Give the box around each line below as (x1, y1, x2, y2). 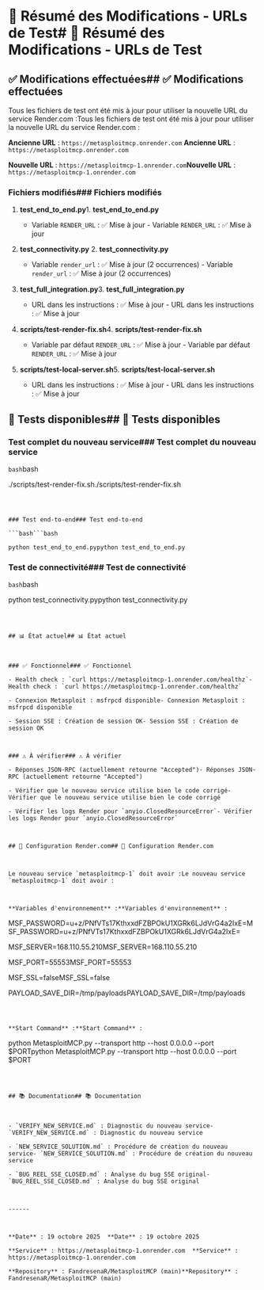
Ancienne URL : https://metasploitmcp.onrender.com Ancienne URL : (8, 138, 236, 147)
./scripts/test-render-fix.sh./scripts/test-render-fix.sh (8, 479, 182, 489)
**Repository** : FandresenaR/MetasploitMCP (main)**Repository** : (8, 1268, 239, 1276)
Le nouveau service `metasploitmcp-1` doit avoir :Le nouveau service (8, 870, 246, 878)
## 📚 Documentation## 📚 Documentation (8, 1093, 141, 1101)
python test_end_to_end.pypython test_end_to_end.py (8, 543, 186, 551)
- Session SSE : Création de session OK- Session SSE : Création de (8, 717, 239, 726)
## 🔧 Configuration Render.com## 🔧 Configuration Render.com (8, 842, 214, 850)
